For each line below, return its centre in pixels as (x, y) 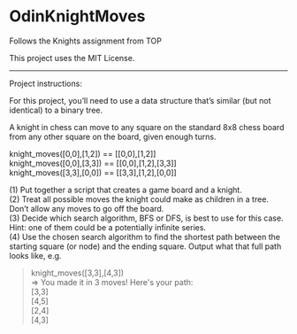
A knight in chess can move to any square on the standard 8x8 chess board (147, 127)
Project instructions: (46, 83)
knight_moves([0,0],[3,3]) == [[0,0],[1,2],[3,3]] (93, 163)
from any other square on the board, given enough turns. (113, 136)
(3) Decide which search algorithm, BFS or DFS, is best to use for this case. (147, 218)
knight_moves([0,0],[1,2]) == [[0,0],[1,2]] (83, 153)
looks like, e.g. (35, 255)
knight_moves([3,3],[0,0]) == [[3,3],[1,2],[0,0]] (93, 172)
